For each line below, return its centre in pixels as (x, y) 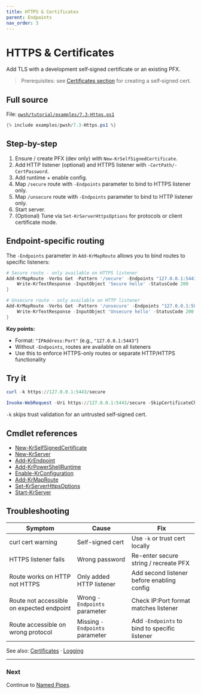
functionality (30, 359)
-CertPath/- (162, 165)
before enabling (154, 580)
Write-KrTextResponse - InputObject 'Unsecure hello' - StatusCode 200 (106, 312)
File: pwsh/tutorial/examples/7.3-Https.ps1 (60, 114)
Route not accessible (39, 600)
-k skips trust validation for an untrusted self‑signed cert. (77, 414)
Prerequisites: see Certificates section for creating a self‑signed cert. (106, 81)
